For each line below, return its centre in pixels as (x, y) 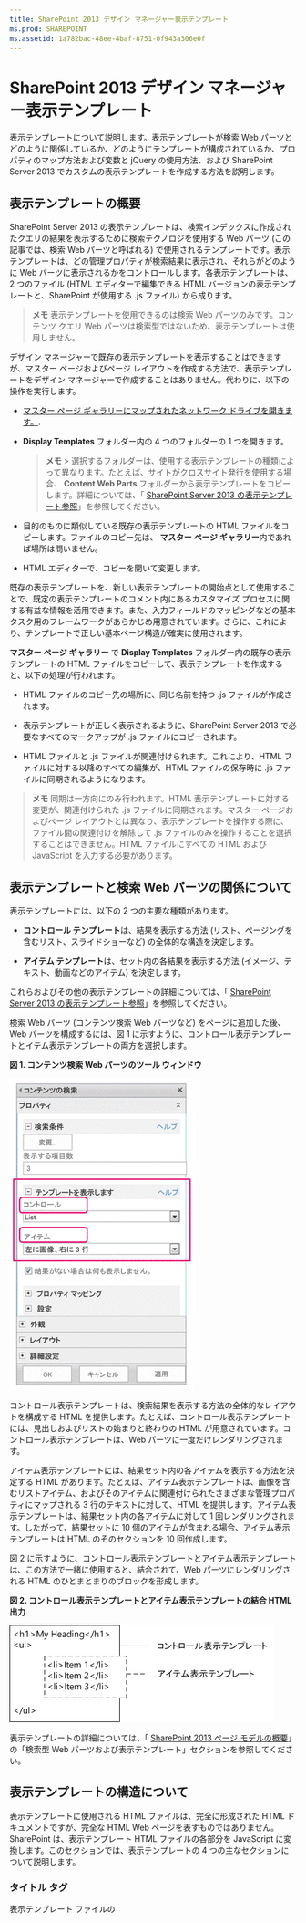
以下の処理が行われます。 (72, 675)
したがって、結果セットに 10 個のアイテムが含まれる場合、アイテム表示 (157, 1527)
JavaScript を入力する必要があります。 (104, 856)
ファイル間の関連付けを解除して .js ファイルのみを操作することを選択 (162, 833)
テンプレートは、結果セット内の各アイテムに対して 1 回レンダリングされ (152, 1516)
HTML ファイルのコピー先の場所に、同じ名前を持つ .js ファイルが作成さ (158, 695)
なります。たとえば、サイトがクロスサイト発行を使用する (176, 472)
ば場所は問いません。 (62, 549)
